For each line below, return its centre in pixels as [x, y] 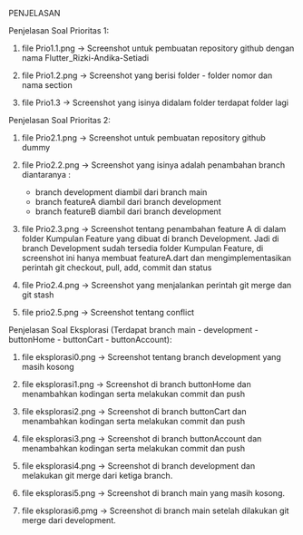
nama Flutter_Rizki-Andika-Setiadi [85, 58]
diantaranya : [46, 175]
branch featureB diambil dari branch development [128, 211]
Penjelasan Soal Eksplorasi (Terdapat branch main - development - [134, 330]
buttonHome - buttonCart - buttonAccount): [90, 340]
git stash [38, 295]
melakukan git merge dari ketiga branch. [97, 476]
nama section [47, 85]
